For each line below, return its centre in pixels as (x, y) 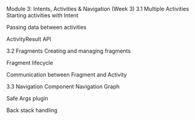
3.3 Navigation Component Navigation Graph (63, 86)
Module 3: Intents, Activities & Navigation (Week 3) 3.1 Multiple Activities (98, 9)
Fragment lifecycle (30, 63)
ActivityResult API (29, 39)
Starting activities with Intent (42, 15)
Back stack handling (32, 110)
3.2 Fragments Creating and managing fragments (69, 51)
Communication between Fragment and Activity (67, 75)
